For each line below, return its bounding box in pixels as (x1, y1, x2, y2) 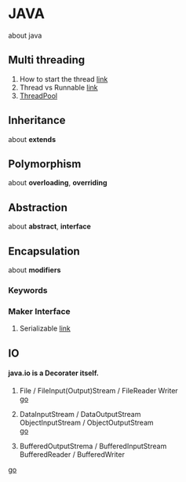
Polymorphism (8, 157, 82, 170)
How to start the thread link (19, 74, 108, 83)
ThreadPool (19, 91, 57, 100)
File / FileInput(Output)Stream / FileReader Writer (19, 385, 178, 395)
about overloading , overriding (8, 178, 108, 188)
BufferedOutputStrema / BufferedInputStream (19, 441, 167, 451)
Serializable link (19, 323, 71, 334)
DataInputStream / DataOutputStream (19, 409, 141, 418)
